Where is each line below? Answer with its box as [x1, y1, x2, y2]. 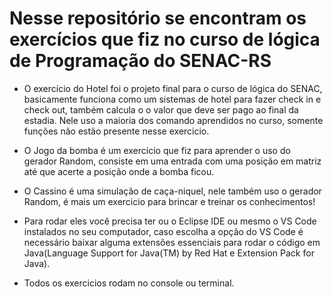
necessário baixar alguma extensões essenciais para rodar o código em [23, 236, 321, 248]
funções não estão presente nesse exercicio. [23, 125, 210, 137]
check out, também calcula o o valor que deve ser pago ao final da [23, 103, 299, 116]
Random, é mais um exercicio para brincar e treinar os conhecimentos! [23, 195, 316, 207]
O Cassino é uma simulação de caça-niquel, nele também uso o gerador [23, 185, 322, 197]
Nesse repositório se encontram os [9, 7, 307, 30]
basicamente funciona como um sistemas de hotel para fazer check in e [23, 93, 322, 105]
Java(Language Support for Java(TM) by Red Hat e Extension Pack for [23, 247, 315, 259]
